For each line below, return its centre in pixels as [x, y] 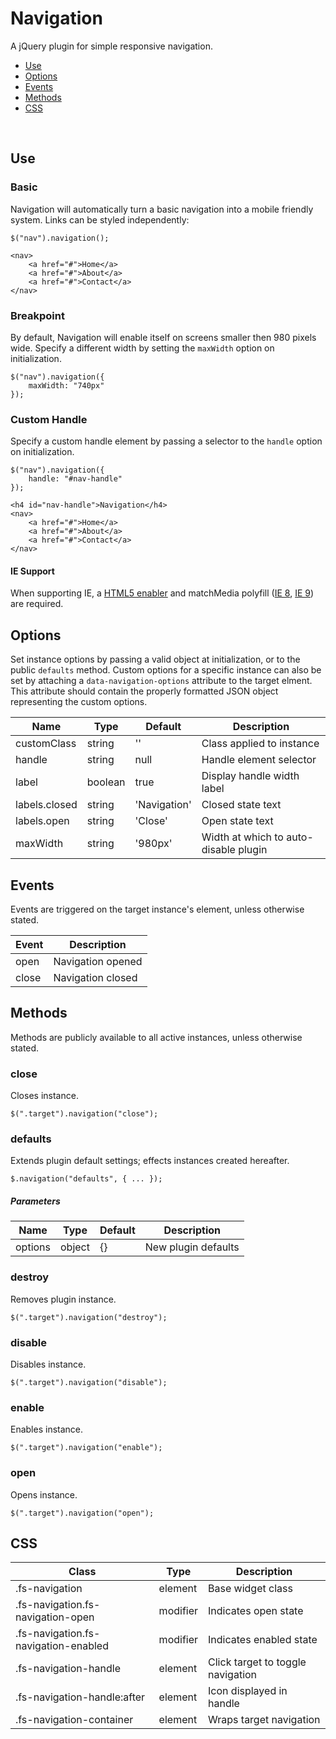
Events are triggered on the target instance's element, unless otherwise [157, 909]
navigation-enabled [62, 1646]
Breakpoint [37, 315]
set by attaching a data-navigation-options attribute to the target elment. [161, 681]
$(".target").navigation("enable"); [86, 1448]
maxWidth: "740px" [66, 385]
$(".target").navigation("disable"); [89, 1383]
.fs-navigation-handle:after [80, 1697]
